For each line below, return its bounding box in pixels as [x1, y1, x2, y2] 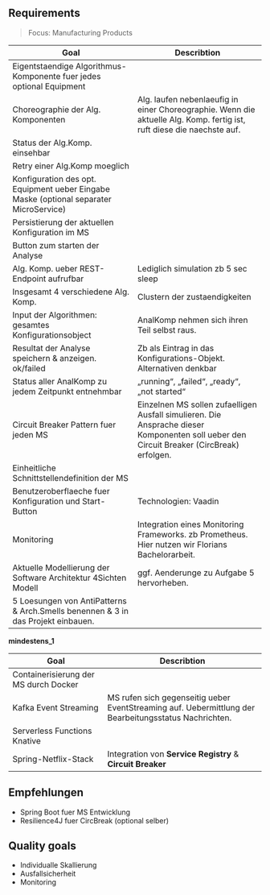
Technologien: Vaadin [137, 495, 219, 507]
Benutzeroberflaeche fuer [12, 485, 110, 496]
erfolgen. [137, 449, 172, 460]
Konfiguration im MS [12, 226, 90, 238]
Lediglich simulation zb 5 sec [137, 263, 247, 274]
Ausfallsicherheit [19, 869, 76, 879]
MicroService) [12, 203, 67, 214]
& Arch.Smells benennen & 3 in [12, 605, 129, 616]
